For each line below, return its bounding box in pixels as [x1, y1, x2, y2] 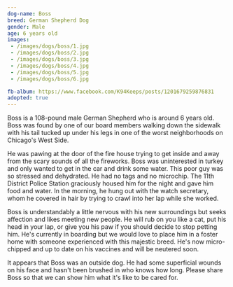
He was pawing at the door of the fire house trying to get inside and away [7, 150, 220, 158]
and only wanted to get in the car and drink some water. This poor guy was [7, 164, 224, 173]
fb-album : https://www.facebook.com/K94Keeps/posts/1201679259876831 [7, 88, 215, 95]
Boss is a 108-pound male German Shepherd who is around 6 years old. [7, 113, 215, 122]
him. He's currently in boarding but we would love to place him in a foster [7, 230, 218, 239]
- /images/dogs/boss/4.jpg [10, 62, 90, 69]
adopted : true [7, 94, 49, 101]
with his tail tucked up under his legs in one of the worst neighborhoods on [7, 129, 223, 137]
